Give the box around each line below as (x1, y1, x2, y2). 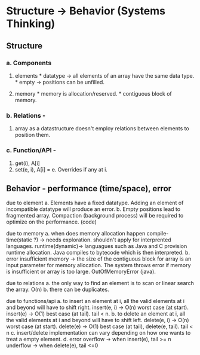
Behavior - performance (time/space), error (6, 183, 172, 194)
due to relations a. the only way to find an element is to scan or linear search (6, 280, 194, 287)
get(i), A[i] (14, 160, 40, 167)
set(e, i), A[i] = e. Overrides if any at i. (14, 166, 107, 173)
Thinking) (6, 17, 56, 30)
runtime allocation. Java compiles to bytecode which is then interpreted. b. (6, 249, 190, 256)
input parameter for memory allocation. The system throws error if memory (6, 262, 191, 269)
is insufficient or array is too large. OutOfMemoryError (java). (6, 268, 156, 276)
